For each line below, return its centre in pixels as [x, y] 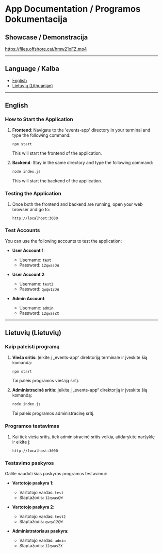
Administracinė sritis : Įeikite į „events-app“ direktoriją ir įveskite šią [80, 390]
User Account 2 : [29, 274]
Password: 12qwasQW [39, 265]
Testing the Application [33, 194]
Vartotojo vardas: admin [42, 540]
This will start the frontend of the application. [57, 153]
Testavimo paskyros [30, 463]
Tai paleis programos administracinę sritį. [53, 413]
